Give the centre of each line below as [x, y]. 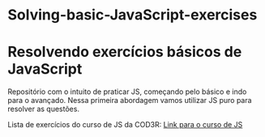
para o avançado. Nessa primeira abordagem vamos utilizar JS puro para [130, 101]
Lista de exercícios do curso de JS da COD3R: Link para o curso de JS [125, 125]
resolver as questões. [44, 109]
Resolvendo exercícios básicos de [125, 52]
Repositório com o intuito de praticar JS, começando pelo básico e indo [127, 92]
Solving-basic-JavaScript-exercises [132, 15]
